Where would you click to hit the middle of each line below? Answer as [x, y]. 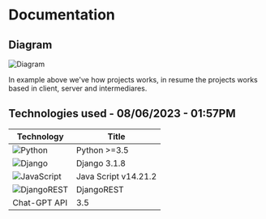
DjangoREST [100, 189]
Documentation [62, 15]
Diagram [30, 45]
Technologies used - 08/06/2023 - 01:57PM [122, 114]
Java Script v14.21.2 [116, 176]
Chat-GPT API [40, 202]
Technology [40, 137]
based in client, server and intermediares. [78, 88]
